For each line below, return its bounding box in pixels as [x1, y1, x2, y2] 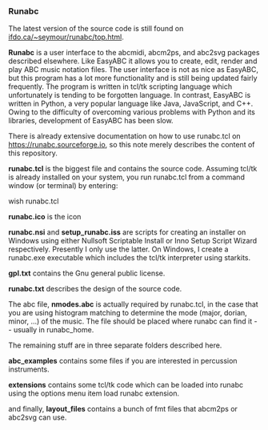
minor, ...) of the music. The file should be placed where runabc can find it [8, 316, 253, 326]
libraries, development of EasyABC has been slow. [8, 116, 174, 126]
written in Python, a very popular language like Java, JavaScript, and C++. [8, 98, 254, 109]
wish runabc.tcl [8, 196, 59, 206]
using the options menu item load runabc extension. [8, 388, 180, 398]
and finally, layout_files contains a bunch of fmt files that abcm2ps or [8, 404, 238, 414]
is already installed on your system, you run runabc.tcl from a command [8, 172, 246, 182]
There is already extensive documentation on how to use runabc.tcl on [8, 131, 242, 141]
